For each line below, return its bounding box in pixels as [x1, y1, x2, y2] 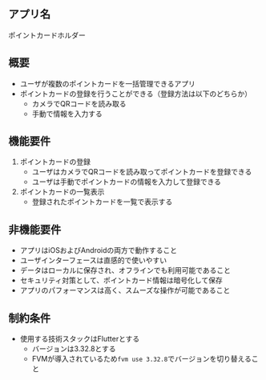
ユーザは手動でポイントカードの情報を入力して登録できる [31, 177, 222, 186]
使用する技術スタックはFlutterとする [19, 334, 140, 344]
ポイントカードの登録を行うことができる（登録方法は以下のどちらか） [19, 89, 252, 98]
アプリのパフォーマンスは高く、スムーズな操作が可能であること [19, 286, 231, 295]
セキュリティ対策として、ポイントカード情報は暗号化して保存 [19, 275, 223, 286]
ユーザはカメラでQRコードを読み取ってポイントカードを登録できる [31, 167, 252, 177]
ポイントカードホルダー [8, 30, 86, 40]
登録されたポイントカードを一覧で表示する [31, 197, 173, 206]
